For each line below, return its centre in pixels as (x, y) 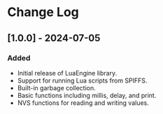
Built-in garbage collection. (56, 87)
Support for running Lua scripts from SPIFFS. (82, 80)
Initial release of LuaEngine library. (67, 73)
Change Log (43, 12)
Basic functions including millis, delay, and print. (87, 95)
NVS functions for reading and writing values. (83, 103)
